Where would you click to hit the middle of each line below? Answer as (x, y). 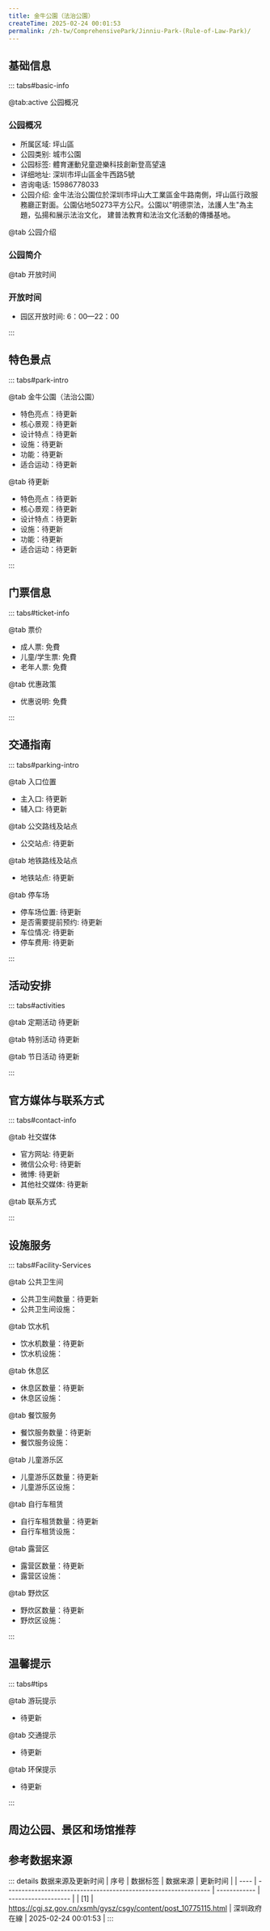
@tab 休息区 (29, 1370)
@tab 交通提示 (32, 1735)
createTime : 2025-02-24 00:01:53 (65, 23)
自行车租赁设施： (49, 1531)
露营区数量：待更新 (52, 1566)
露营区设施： (41, 1575)
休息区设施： (41, 1398)
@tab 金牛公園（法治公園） (54, 396)
